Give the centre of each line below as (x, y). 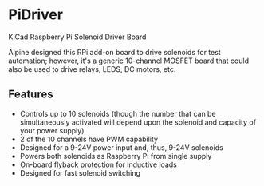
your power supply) (52, 130)
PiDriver (36, 15)
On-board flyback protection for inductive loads (98, 164)
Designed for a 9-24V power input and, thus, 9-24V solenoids (121, 147)
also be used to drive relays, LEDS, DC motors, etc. (92, 69)
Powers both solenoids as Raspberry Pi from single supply (116, 156)
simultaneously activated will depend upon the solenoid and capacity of (138, 122)
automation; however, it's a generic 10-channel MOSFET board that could (129, 61)
